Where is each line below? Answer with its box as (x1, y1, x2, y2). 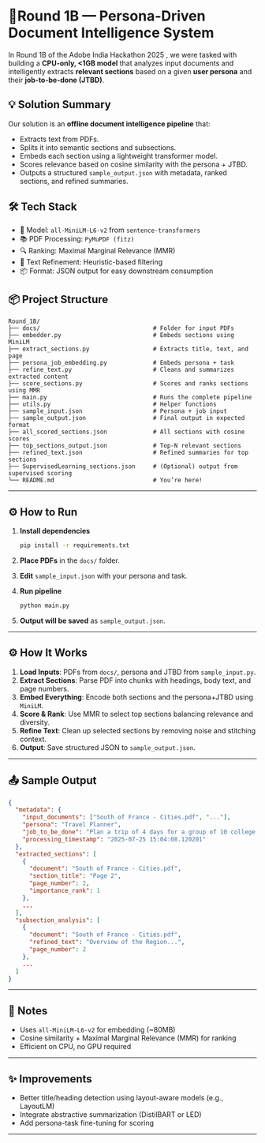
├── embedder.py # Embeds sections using (8, 332, 235, 339)
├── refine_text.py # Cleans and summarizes (8, 366, 235, 374)
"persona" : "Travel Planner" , (22, 821, 122, 829)
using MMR (8, 387, 41, 395)
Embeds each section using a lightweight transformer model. (19, 151, 218, 160)
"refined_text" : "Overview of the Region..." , (28, 939, 185, 946)
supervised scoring (8, 470, 73, 478)
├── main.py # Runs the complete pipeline (8, 394, 252, 402)
